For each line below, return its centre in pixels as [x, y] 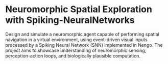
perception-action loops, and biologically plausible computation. [73, 56]
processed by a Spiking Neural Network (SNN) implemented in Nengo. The [84, 45]
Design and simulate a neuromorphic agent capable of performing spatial [82, 34]
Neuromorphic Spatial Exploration [79, 9]
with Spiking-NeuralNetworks [70, 20]
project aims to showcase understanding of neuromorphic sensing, [76, 50]
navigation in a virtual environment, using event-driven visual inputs [77, 40]
